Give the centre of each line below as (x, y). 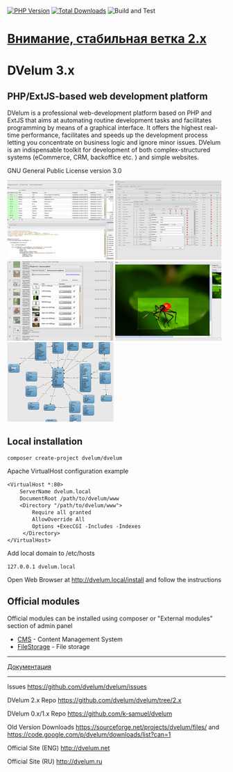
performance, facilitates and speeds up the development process (114, 135)
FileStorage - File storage (53, 646)
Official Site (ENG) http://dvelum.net (59, 748)
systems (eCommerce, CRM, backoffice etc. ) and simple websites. (103, 157)
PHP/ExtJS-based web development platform (107, 96)
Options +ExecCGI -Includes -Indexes (86, 526)
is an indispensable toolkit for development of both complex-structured (109, 150)
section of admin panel (40, 625)
